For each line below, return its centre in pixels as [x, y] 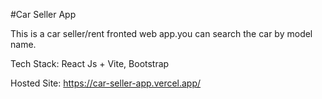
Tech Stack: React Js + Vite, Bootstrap [90, 63]
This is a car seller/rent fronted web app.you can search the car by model [161, 33]
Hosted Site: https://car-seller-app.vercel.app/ [106, 83]
